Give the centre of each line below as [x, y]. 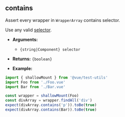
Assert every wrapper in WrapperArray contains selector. [63, 20]
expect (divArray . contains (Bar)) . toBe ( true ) [51, 110]
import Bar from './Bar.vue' [35, 87]
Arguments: [25, 39]
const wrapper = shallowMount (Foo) [42, 96]
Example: [22, 68]
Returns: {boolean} [32, 59]
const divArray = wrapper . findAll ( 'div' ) [49, 101]
